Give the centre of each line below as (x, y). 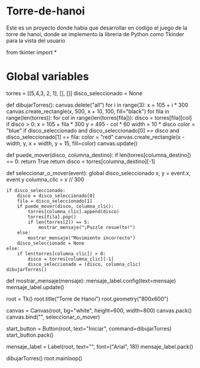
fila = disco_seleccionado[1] (55, 201)
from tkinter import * (32, 52)
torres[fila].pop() (52, 217)
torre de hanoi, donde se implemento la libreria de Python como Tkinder (95, 34)
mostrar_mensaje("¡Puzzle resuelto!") (87, 227)
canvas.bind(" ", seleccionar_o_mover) (53, 317)
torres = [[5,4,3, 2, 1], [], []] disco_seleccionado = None (74, 93)
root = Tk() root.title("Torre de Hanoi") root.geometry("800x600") (87, 299)
